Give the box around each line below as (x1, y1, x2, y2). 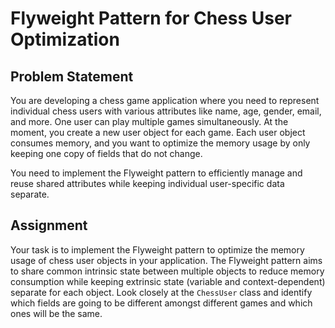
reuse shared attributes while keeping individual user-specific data (10, 178, 285, 189)
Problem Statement (10, 68, 134, 85)
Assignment (10, 217, 88, 234)
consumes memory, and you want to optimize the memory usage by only (10, 137, 311, 149)
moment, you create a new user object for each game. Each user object (10, 127, 306, 138)
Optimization (10, 28, 120, 51)
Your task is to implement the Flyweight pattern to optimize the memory (10, 243, 305, 256)
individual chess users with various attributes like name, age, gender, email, (10, 105, 322, 117)
